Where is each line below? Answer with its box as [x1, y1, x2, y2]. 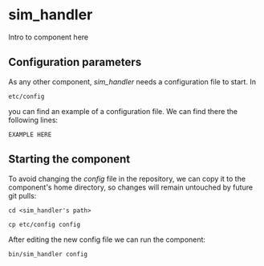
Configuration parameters [8, 55, 142, 69]
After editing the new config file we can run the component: [8, 235, 206, 244]
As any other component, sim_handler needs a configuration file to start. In [8, 76, 257, 86]
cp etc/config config [8, 220, 81, 228]
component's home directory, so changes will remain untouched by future [8, 182, 254, 192]
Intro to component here [8, 32, 89, 42]
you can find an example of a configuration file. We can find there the [8, 106, 238, 116]
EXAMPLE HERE [8, 130, 52, 138]
